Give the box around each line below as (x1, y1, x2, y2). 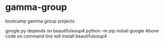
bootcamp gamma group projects (5, 18, 75, 24)
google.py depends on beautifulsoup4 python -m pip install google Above (5, 27, 159, 33)
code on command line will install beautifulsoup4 (5, 33, 107, 39)
